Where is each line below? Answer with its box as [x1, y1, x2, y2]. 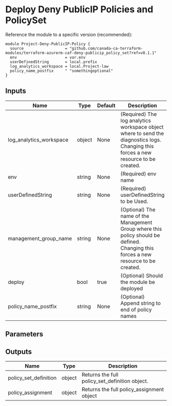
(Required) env [120, 170, 157, 177]
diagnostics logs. [120, 136, 161, 143]
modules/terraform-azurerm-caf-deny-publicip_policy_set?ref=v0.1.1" [5, 50, 157, 55]
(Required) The [120, 110, 157, 117]
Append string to [120, 299, 161, 307]
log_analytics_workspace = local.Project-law [10, 64, 109, 69]
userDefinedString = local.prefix [10, 59, 97, 65]
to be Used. [120, 197, 148, 205]
